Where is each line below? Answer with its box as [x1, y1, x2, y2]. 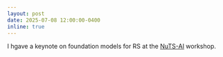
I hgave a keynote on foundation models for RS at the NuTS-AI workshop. [7, 42, 217, 51]
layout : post [7, 10, 45, 17]
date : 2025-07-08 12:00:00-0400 [7, 17, 100, 24]
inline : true [7, 23, 45, 30]
